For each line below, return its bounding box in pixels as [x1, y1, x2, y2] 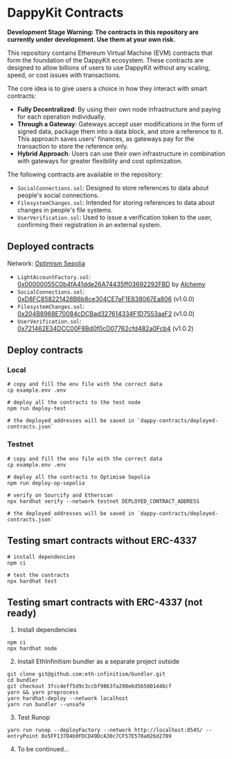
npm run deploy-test [7, 405, 67, 412]
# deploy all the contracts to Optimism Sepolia [7, 474, 150, 481]
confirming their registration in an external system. [17, 220, 161, 228]
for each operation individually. [17, 112, 106, 121]
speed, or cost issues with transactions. [7, 71, 121, 79]
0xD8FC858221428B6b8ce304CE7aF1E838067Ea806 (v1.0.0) [17, 294, 195, 303]
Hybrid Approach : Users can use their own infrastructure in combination [17, 149, 226, 158]
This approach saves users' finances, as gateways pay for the [17, 134, 195, 143]
